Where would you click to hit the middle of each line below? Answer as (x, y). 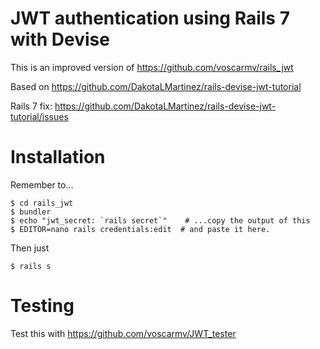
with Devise (60, 39)
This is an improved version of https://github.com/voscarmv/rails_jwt (152, 67)
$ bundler (31, 212)
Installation (58, 157)
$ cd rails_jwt (42, 203)
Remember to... (42, 184)
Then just (30, 248)
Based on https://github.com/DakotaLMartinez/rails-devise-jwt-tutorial (156, 86)
